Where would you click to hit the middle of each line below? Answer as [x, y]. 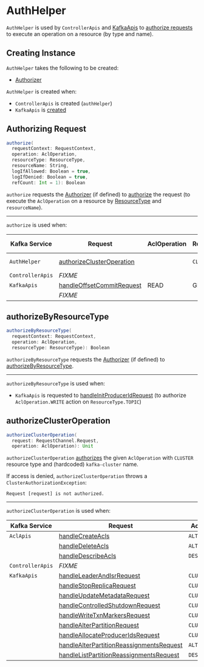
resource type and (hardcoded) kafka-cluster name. [72, 465]
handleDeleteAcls [84, 546]
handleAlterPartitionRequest [99, 626]
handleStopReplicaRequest [97, 586]
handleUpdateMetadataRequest [104, 596]
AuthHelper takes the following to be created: [63, 68]
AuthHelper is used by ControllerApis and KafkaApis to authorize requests [100, 27]
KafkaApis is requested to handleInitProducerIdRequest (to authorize [100, 395]
